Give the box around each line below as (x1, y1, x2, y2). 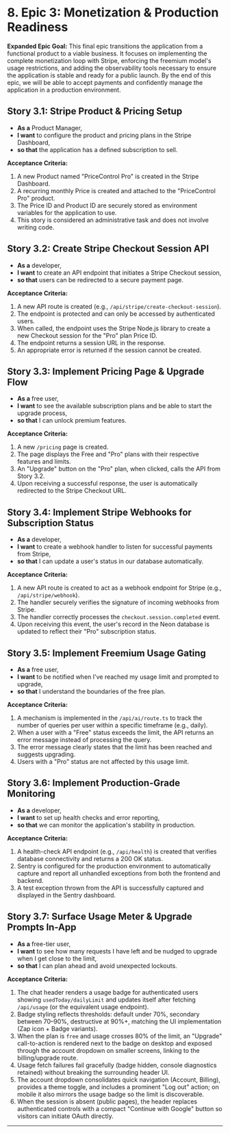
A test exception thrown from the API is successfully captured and (16, 884, 204, 892)
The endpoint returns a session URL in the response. (16, 338, 166, 347)
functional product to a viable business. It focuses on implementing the (7, 49, 207, 58)
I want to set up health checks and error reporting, (16, 813, 160, 821)
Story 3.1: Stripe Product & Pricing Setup (7, 105, 183, 117)
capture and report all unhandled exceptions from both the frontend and (16, 869, 220, 877)
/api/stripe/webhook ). (16, 591, 80, 599)
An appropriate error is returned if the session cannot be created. (16, 346, 202, 354)
